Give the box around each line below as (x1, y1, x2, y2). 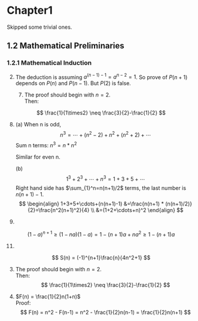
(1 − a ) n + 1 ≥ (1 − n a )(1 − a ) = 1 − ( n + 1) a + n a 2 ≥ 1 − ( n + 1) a (27, 230, 175, 238)
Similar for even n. (15, 153, 60, 160)
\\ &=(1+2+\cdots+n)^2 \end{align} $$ (90, 207, 184, 214)
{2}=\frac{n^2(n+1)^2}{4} (27, 207, 90, 214)
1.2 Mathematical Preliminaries (7, 41, 124, 51)
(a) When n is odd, (15, 121, 62, 128)
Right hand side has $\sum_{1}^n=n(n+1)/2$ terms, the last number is (15, 184, 187, 192)
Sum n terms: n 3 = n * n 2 (15, 140, 77, 149)
